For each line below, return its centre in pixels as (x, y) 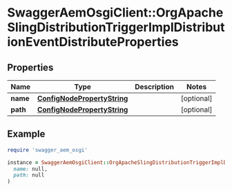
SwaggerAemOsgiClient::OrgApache (115, 13)
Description (154, 87)
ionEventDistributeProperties (93, 42)
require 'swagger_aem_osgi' (48, 150)
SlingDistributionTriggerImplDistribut (116, 27)
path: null (29, 175)
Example (26, 134)
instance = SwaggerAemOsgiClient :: (58, 162)
